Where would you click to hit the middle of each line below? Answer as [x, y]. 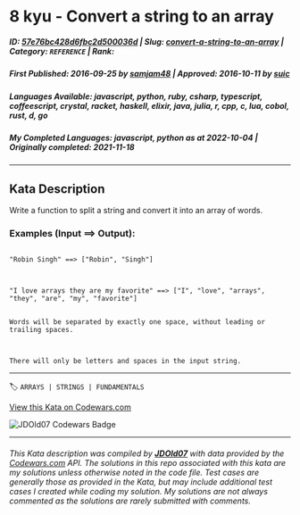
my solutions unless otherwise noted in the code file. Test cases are [134, 472]
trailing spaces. [42, 330]
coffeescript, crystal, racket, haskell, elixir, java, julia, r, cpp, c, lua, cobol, [149, 105]
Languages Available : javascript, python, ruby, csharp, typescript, [136, 96]
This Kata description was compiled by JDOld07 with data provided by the [147, 453]
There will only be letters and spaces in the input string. [125, 361]
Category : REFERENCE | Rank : [62, 51]
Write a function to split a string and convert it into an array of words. [136, 211]
